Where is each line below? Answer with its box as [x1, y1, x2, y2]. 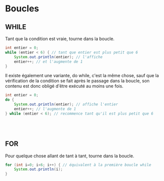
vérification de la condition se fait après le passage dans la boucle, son [5, 78, 150, 84]
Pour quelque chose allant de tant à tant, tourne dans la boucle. [5, 153, 134, 159]
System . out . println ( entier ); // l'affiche [14, 54, 103, 59]
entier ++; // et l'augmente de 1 [14, 59, 83, 64]
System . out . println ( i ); [14, 167, 63, 172]
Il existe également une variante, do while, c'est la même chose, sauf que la [5, 73, 159, 79]
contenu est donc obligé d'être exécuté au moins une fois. [5, 83, 123, 89]
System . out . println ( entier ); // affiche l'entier [14, 102, 119, 107]
